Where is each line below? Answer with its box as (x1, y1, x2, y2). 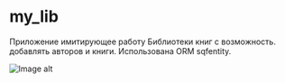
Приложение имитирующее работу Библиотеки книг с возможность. (9, 36, 277, 47)
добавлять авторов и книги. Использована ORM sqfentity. (9, 45, 232, 56)
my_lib (9, 6, 59, 27)
